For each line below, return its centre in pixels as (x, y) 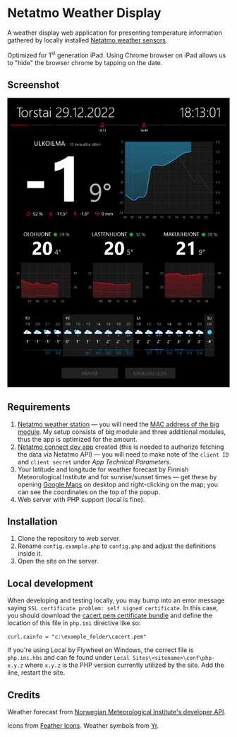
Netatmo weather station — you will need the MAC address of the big (118, 424)
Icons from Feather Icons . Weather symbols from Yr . (83, 725)
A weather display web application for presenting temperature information (115, 33)
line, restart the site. (36, 673)
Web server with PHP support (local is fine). (81, 499)
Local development (50, 583)
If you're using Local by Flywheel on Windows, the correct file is (101, 650)
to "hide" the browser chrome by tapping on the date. (85, 62)
